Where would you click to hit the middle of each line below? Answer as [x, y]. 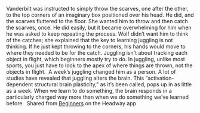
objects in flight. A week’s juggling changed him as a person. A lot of [91, 72]
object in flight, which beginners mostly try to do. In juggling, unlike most [96, 59]
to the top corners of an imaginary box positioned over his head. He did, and [100, 15]
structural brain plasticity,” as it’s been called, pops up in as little [113, 84]
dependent [20, 84]
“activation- [160, 78]
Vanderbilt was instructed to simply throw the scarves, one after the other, [98, 9]
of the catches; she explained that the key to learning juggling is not [90, 40]
